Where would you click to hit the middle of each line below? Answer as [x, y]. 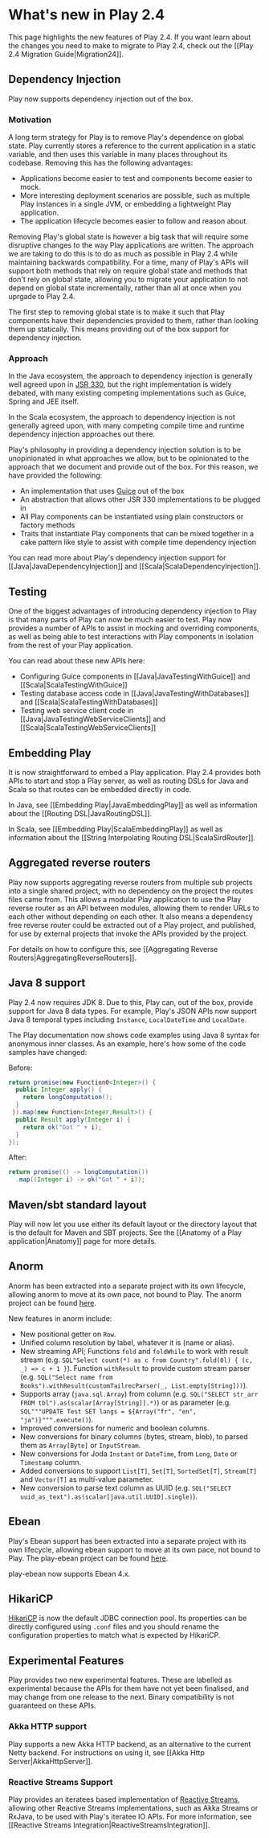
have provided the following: [55, 475]
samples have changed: [48, 1052]
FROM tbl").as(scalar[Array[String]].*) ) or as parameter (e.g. [125, 1402]
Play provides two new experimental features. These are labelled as [120, 1680]
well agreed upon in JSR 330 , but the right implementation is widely [120, 384]
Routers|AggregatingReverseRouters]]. [72, 958]
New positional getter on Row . [68, 1334]
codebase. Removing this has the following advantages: [101, 163]
